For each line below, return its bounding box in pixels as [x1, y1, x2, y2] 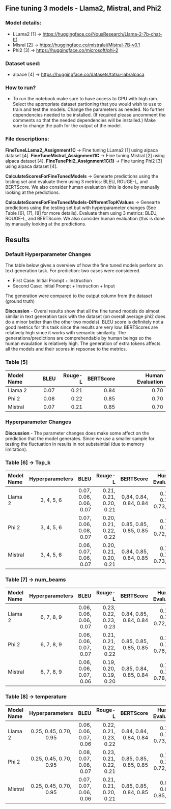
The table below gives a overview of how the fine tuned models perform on [5, 262, 163, 269]
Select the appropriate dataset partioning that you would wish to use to [12, 101, 162, 107]
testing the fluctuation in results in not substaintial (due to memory [5, 441, 145, 447]
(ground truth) [5, 298, 35, 304]
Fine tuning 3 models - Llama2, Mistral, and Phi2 [5, 4, 161, 13]
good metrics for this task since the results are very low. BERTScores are [5, 324, 158, 330]
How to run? [5, 84, 36, 91]
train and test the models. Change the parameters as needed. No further [12, 106, 165, 112]
